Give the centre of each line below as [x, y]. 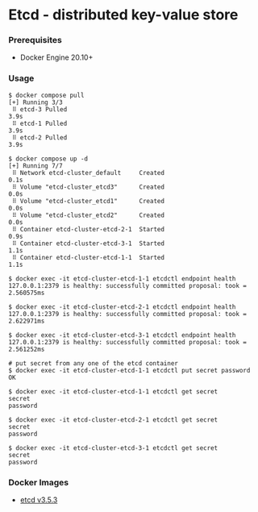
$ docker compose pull [46, 95]
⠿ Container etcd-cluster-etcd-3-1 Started [88, 244]
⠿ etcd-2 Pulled [40, 137]
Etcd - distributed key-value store [123, 15]
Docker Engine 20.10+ [56, 57]
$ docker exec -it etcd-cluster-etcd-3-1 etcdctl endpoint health [122, 335]
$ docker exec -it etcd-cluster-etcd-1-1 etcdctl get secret [113, 391]
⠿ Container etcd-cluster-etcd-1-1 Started [88, 257]
